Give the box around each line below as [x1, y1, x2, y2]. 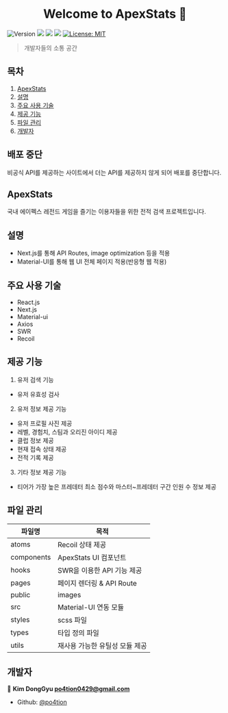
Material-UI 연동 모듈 [57, 602, 125, 612]
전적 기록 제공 [16, 453, 54, 462]
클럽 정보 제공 [16, 436, 54, 445]
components [10, 552, 51, 562]
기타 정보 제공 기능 [16, 468, 67, 476]
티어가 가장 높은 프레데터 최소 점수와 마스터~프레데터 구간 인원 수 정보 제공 [16, 482, 217, 490]
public [10, 590, 31, 599]
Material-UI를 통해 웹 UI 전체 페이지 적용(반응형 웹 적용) [16, 258, 167, 266]
